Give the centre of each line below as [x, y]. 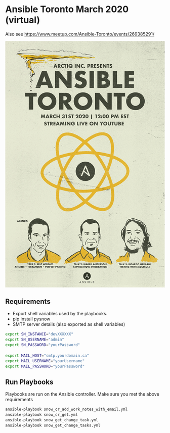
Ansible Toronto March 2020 [67, 9]
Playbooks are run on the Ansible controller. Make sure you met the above [82, 394]
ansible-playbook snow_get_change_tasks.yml [53, 425]
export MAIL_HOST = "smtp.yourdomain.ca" [47, 355]
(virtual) [23, 20]
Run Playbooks [29, 382]
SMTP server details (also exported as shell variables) [69, 324]
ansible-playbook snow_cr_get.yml [42, 415]
